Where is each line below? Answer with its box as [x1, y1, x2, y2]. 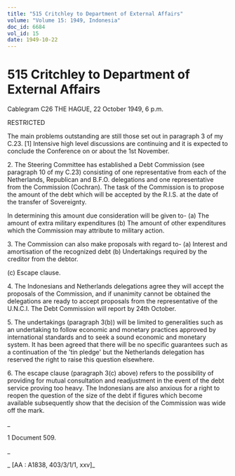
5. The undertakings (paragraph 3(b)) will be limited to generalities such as [7, 318, 223, 326]
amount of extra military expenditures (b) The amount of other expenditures [7, 219, 227, 227]
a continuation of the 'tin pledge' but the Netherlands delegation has [7, 348, 205, 357]
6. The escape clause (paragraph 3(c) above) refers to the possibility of [7, 369, 214, 378]
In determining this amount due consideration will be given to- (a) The [7, 211, 209, 220]
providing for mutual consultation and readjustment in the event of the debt [7, 376, 224, 385]
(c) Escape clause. [7, 268, 61, 277]
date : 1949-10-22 [7, 37, 58, 44]
